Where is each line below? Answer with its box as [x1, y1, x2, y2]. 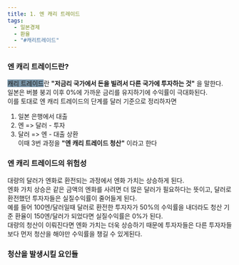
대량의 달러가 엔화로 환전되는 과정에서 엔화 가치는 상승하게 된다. [7, 176, 185, 185]
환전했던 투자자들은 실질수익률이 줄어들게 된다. [7, 194, 138, 202]
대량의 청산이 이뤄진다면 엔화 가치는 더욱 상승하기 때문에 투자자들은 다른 [7, 220, 208, 229]
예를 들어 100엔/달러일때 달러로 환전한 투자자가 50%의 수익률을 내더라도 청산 [7, 202, 223, 211]
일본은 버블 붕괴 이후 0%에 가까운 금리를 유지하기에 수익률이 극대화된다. [7, 88, 208, 97]
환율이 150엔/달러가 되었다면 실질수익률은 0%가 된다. [14, 212, 163, 220]
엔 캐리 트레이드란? [7, 62, 69, 72]
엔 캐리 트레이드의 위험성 [7, 158, 87, 168]
